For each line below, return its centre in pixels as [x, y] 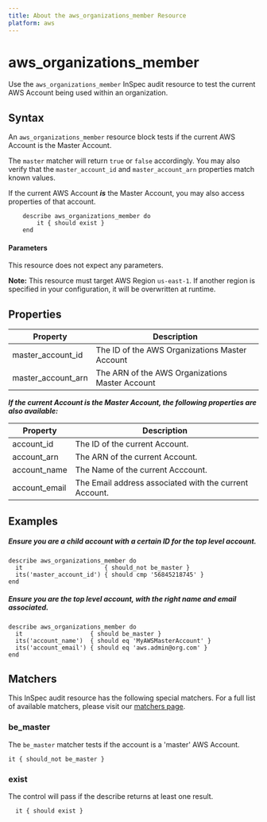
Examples [33, 521]
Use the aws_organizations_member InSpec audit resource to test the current [132, 84]
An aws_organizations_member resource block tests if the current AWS [122, 137]
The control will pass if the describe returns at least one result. [111, 796]
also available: [33, 411]
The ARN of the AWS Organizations [162, 373]
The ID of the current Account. [132, 444]
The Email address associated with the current [162, 483]
